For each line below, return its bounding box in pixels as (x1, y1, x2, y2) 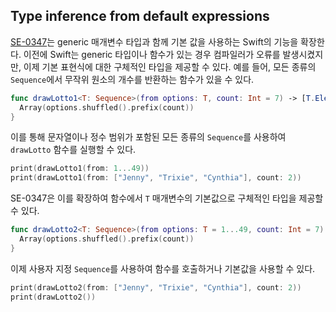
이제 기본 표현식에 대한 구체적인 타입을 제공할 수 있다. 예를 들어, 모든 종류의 (23, 60, 317, 73)
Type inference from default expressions (10, 8, 270, 25)
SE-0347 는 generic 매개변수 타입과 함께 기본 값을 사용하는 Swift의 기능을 (10, 35, 299, 48)
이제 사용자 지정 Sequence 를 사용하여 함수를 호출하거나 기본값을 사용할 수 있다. (10, 262, 316, 274)
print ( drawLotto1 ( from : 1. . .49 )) (10, 164, 150, 174)
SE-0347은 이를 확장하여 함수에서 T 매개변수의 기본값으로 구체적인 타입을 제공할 (10, 192, 324, 204)
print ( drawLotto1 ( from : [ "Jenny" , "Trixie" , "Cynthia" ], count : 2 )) (10, 173, 302, 183)
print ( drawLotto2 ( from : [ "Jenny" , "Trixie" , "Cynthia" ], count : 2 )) (10, 282, 302, 293)
